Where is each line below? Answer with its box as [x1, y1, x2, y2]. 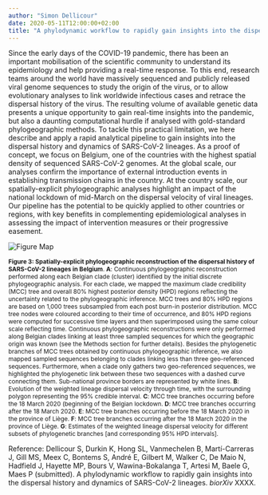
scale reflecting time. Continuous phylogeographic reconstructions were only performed [8, 325, 255, 334]
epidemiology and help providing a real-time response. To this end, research [8, 65, 260, 75]
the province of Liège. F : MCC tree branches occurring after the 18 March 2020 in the [8, 414, 247, 423]
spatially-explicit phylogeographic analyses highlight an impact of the [8, 184, 237, 194]
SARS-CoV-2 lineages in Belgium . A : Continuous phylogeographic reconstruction [8, 265, 238, 274]
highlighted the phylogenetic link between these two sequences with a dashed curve [8, 370, 246, 378]
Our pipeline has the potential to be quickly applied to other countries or [8, 201, 245, 211]
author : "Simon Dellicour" [8, 11, 98, 20]
